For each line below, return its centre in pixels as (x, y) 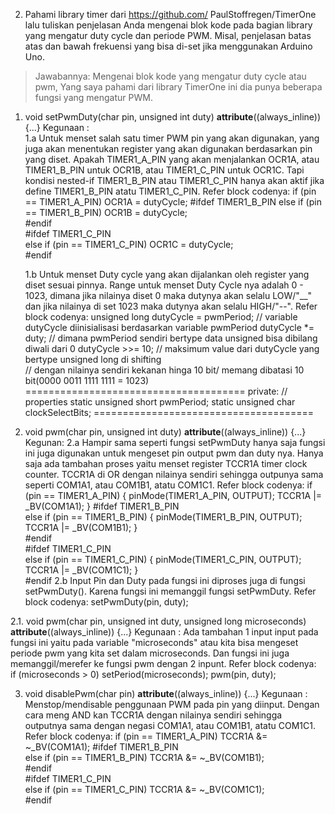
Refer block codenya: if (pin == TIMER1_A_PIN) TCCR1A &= (146, 736)
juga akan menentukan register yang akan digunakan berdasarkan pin (168, 148)
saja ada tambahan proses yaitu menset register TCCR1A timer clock (166, 463)
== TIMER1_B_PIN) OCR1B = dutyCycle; (106, 212)
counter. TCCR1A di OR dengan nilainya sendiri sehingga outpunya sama (174, 474)
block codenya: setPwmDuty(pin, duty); (106, 602)
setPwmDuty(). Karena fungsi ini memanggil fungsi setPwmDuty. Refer (170, 591)
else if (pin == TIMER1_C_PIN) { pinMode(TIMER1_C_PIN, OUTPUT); (163, 559)
